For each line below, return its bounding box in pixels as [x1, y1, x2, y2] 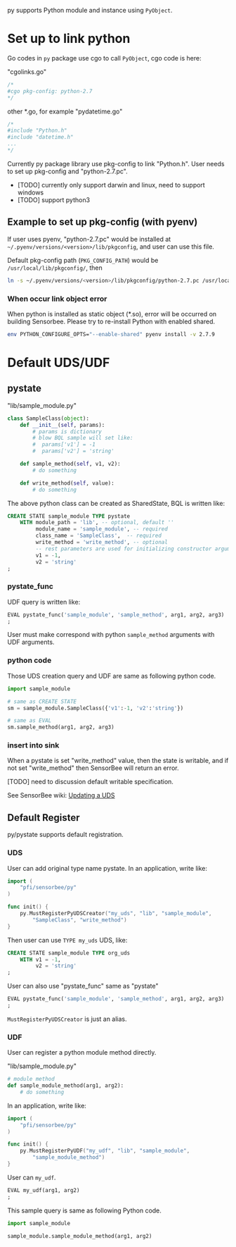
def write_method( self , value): [20, 479, 114, 487]
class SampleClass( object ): [7, 415, 90, 422]
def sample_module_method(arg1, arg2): [7, 1082, 124, 1089]
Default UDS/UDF [7, 354, 110, 371]
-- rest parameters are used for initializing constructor [35, 545, 212, 552]
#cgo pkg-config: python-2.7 [7, 87, 93, 94]
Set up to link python [7, 31, 131, 46]
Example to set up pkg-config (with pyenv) [7, 216, 198, 228]
